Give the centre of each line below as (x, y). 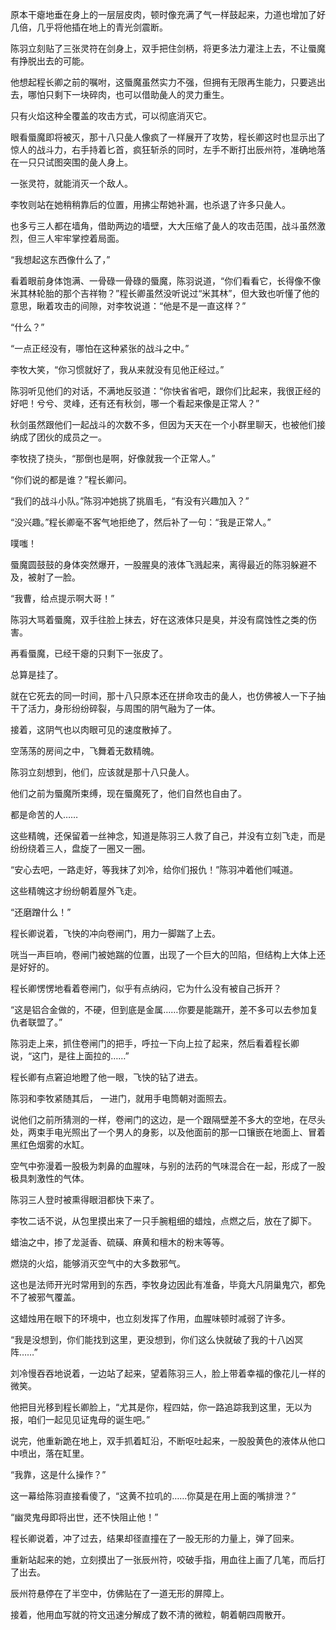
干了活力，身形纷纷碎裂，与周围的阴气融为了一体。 (115, 708)
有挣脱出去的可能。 (50, 61)
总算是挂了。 (36, 674)
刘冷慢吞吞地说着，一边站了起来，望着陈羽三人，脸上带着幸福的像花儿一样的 (168, 1373)
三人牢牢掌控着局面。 (80, 238)
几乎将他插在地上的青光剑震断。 (102, 27)
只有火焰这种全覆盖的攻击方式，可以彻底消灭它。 (111, 116)
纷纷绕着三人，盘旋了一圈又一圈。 (80, 848)
